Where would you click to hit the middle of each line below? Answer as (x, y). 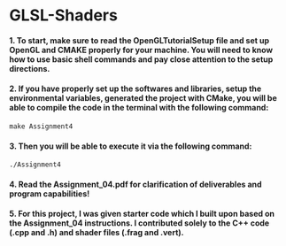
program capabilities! (50, 193)
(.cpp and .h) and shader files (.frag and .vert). (97, 233)
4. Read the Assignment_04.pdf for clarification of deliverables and (136, 184)
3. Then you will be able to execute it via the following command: (131, 146)
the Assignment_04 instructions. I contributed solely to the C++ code (139, 223)
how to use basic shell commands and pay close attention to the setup (141, 59)
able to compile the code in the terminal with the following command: (139, 108)
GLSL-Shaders (63, 15)
